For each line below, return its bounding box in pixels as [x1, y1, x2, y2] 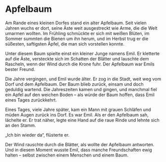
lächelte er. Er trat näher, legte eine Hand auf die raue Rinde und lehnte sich [5, 117, 160, 123]
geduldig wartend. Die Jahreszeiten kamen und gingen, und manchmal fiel [5, 86, 157, 92]
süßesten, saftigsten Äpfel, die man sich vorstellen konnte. [5, 41, 125, 47]
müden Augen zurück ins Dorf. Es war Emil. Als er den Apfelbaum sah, [5, 111, 149, 117]
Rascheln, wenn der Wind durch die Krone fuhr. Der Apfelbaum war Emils [5, 61, 155, 67]
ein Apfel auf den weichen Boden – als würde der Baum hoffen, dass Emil [5, 92, 155, 98]
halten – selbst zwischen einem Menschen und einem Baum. [5, 152, 129, 158]
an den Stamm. [5, 122, 36, 128]
